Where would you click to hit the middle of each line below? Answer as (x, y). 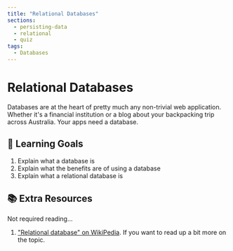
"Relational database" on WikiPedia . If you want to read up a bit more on (122, 233)
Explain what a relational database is (70, 175)
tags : (15, 46)
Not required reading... (40, 219)
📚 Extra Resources (50, 199)
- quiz (23, 40)
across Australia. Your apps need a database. (73, 122)
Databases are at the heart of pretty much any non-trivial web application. (114, 107)
